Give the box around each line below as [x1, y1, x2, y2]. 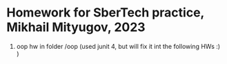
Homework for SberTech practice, [6, 5, 205, 21]
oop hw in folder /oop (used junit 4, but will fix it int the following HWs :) [16, 42, 221, 50]
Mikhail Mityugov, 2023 [6, 19, 146, 35]
